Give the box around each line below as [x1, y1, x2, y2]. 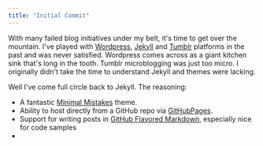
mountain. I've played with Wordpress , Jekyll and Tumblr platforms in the [8, 41, 245, 51]
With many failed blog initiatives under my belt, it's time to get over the [8, 33, 238, 43]
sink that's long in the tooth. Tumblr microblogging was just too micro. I [8, 58, 239, 68]
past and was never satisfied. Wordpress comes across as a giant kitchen [8, 50, 247, 59]
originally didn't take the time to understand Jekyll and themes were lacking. [8, 66, 256, 76]
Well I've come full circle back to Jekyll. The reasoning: [8, 82, 187, 92]
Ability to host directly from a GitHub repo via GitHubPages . [19, 106, 213, 115]
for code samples [19, 122, 77, 132]
